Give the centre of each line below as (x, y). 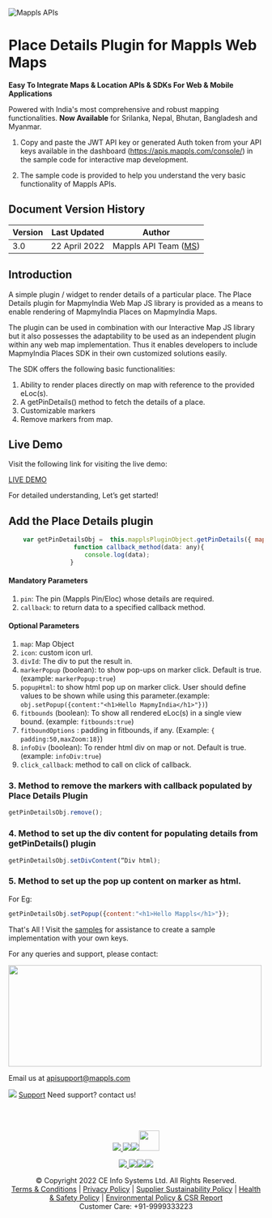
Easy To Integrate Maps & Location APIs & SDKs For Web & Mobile (121, 84)
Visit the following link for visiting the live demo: (88, 464)
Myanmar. (25, 127)
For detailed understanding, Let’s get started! (83, 496)
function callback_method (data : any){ (139, 548)
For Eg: (20, 899)
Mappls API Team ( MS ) (156, 246)
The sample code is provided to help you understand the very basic (133, 175)
